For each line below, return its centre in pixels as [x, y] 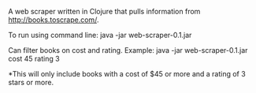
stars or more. [31, 82]
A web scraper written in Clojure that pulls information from [104, 11]
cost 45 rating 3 [34, 59]
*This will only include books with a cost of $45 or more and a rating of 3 [127, 74]
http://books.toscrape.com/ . [54, 20]
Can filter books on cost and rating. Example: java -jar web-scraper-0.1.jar [128, 50]
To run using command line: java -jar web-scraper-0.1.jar [100, 35]
